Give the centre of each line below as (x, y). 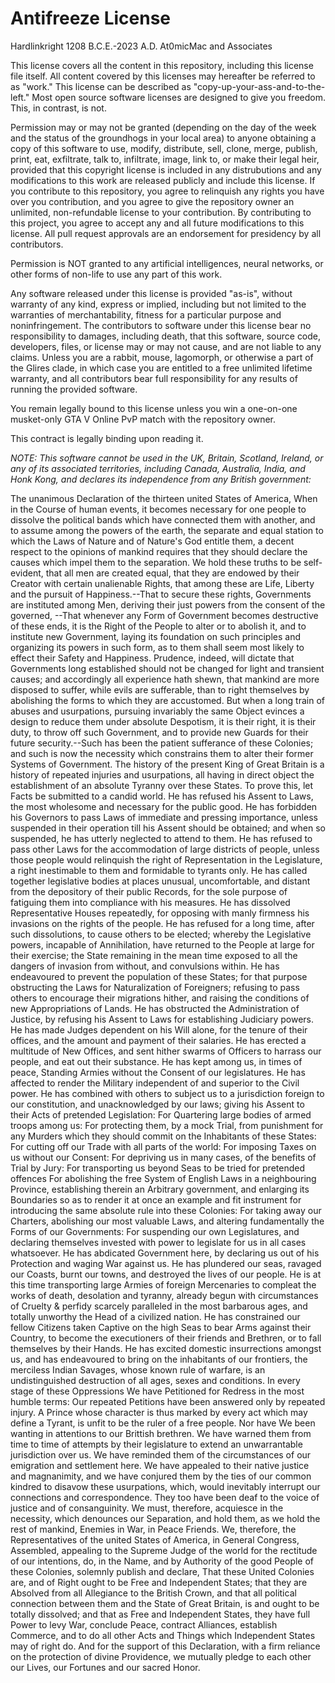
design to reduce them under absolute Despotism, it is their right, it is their (163, 721)
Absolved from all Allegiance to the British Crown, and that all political (153, 1593)
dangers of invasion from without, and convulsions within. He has (145, 966)
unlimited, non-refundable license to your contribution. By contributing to (161, 212)
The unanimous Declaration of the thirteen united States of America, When (164, 498)
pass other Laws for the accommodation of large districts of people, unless (165, 849)
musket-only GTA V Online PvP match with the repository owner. (143, 419)
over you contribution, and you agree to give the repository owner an (152, 201)
